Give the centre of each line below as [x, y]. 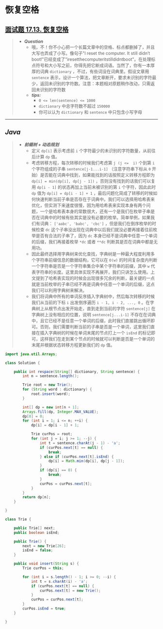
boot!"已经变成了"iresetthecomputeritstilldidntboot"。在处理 [91, 59]
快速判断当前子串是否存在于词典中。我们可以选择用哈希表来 [95, 199]
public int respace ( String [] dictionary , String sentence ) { [77, 372]
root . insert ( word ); [50, 394]
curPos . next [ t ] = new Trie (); [70, 591]
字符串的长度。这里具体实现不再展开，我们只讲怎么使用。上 [95, 272]
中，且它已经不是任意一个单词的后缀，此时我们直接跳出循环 [91, 321]
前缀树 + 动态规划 [41, 144]
